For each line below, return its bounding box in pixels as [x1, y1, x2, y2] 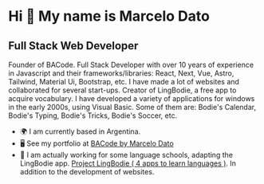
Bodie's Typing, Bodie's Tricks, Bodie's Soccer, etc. [8, 111, 178, 120]
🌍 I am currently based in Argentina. [19, 127, 141, 136]
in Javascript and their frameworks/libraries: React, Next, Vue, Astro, [8, 69, 234, 78]
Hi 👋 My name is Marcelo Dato [8, 7, 210, 25]
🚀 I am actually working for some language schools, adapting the [19, 151, 234, 159]
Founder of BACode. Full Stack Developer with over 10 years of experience [8, 60, 254, 69]
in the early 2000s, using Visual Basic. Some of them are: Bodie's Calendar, [8, 103, 257, 112]
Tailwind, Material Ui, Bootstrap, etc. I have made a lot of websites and [8, 77, 239, 86]
